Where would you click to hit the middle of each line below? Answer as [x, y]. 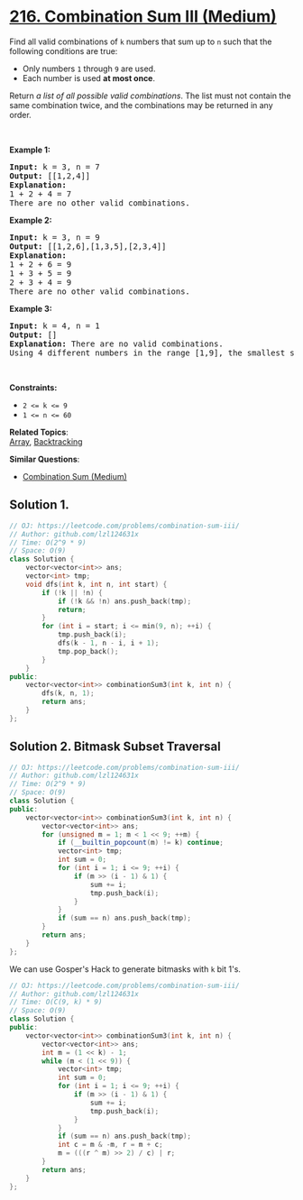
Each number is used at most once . [89, 78]
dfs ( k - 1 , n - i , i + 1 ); [108, 643]
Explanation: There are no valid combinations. [116, 344]
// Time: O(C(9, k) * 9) [56, 1003]
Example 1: [30, 150]
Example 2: [31, 220]
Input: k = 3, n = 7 [55, 167]
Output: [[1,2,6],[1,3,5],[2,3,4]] [88, 246]
